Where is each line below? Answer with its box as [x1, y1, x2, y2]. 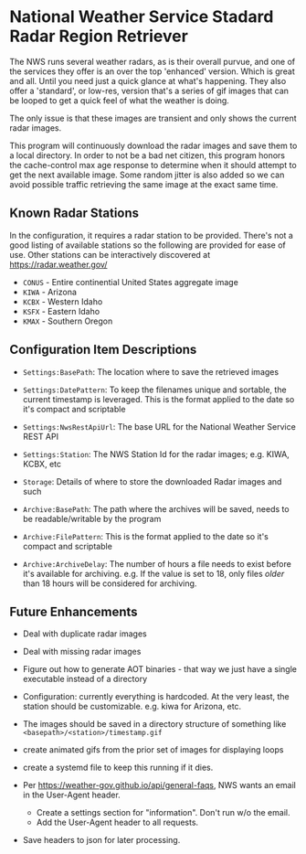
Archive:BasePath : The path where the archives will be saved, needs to [22, 503, 290, 514]
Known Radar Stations [9, 206, 140, 221]
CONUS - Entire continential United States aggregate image [22, 276, 239, 287]
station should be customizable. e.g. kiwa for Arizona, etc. [22, 701, 242, 712]
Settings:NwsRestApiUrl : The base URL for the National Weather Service [22, 421, 297, 432]
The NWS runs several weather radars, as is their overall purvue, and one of [9, 56, 295, 67]
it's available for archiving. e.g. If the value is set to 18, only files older [22, 568, 285, 579]
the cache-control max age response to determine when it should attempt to [9, 159, 297, 170]
